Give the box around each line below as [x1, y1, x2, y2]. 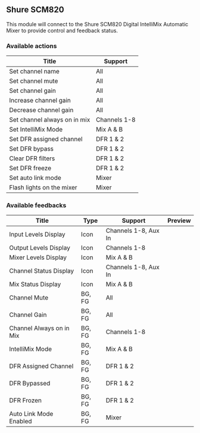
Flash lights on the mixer [9, 183, 77, 192]
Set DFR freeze [9, 164, 52, 172]
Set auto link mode [9, 174, 61, 182]
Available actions [6, 42, 57, 50]
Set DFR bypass [9, 145, 54, 153]
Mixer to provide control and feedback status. [6, 27, 118, 34]
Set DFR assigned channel [9, 135, 83, 144]
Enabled [9, 417, 32, 425]
